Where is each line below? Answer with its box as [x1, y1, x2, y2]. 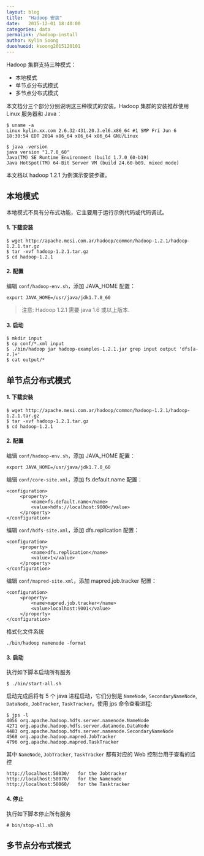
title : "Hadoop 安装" [6, 15, 62, 21]
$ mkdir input [6, 335, 43, 341]
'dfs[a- [179, 346, 199, 352]
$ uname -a [6, 122, 34, 128]
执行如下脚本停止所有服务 [6, 810, 71, 817]
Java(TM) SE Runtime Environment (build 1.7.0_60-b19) [6, 154, 149, 160]
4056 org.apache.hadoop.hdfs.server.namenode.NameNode [6, 718, 149, 724]
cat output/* [12, 357, 45, 363]
